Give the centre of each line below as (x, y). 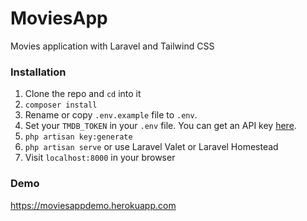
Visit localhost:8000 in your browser (100, 158)
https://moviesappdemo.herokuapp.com (93, 205)
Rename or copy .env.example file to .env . (111, 115)
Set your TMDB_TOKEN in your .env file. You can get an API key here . (160, 126)
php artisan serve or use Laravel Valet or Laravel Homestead (151, 147)
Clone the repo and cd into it (83, 94)
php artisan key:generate (78, 137)
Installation (38, 72)
